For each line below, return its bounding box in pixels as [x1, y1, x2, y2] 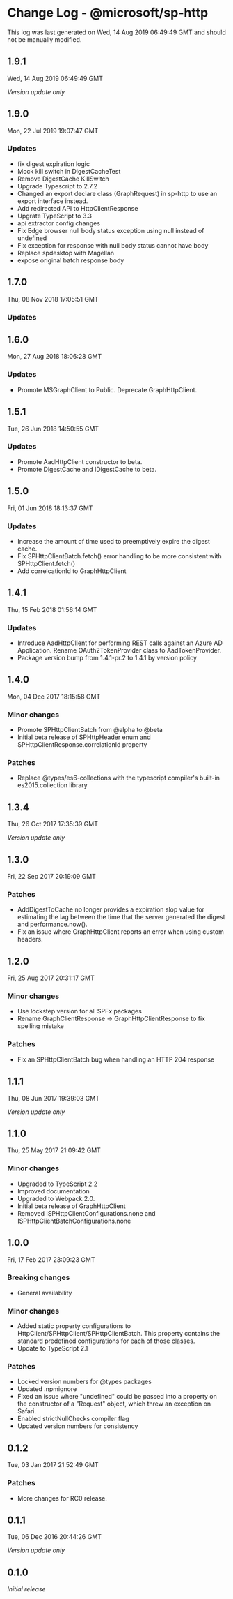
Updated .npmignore [17, 1385, 77, 1393]
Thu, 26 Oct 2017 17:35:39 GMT [7, 820, 99, 828]
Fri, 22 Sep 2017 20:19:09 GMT [7, 872, 96, 881]
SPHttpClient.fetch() [17, 559, 75, 567]
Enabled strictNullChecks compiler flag [17, 1415, 130, 1423]
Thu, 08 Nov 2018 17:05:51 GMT [7, 295, 99, 303]
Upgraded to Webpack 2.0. [17, 1194, 95, 1203]
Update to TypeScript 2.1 [17, 1344, 88, 1353]
